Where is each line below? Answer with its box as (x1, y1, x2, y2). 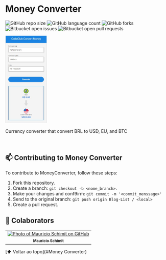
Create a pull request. (12, 201, 59, 208)
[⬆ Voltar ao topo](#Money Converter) (5, 249, 87, 255)
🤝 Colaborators (5, 216, 55, 225)
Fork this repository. (12, 179, 55, 186)
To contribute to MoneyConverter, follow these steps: (5, 170, 117, 176)
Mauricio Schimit (33, 238, 64, 244)
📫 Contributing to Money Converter (5, 153, 123, 162)
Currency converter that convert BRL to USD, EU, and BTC (5, 128, 128, 134)
